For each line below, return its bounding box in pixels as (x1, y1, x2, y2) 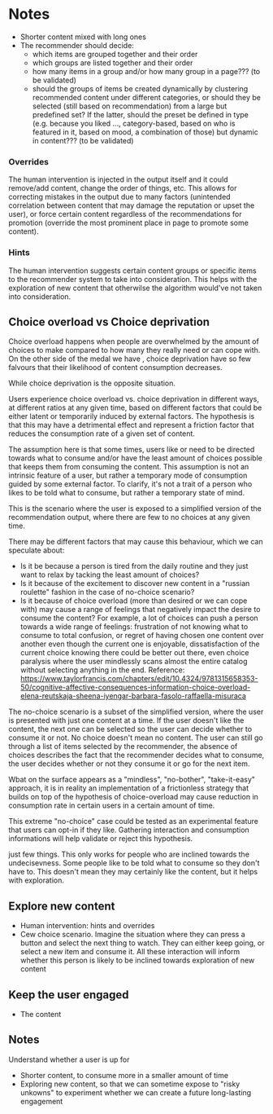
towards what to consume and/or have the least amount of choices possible (8, 453, 262, 463)
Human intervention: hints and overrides (19, 921, 155, 931)
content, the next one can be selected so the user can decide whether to (8, 724, 253, 734)
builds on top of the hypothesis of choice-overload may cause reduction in (8, 792, 258, 802)
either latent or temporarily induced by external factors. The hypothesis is (8, 412, 255, 421)
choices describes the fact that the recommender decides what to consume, (8, 751, 265, 760)
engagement (19, 1096, 63, 1106)
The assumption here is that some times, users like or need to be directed (8, 445, 255, 455)
